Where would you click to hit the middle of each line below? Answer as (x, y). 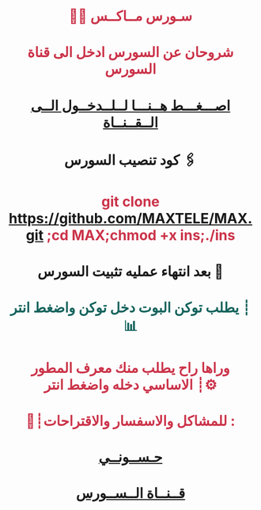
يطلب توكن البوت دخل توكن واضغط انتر (125, 308)
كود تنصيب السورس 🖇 (130, 160)
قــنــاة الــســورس (130, 493)
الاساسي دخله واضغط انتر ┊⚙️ (130, 384)
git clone (130, 202)
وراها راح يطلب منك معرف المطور (130, 368)
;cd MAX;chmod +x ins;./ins (141, 235)
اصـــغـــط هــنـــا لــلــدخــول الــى (130, 105)
